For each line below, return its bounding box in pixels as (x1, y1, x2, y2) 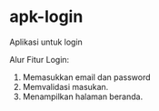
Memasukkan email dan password (22, 71, 152, 83)
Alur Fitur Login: (9, 54, 70, 65)
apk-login (9, 6, 84, 27)
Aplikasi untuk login (9, 36, 84, 47)
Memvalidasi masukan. (22, 81, 109, 92)
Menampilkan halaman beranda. (22, 91, 144, 102)
